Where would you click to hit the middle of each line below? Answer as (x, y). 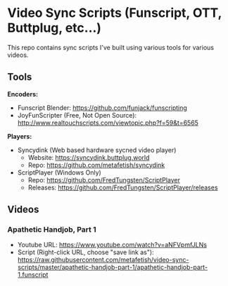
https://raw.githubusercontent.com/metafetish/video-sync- (103, 260)
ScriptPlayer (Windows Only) (59, 172)
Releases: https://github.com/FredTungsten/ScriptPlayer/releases (123, 187)
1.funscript (33, 275)
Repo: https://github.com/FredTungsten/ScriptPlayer (104, 180)
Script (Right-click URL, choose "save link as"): (85, 252)
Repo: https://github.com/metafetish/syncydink (96, 165)
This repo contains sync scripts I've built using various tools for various (111, 47)
